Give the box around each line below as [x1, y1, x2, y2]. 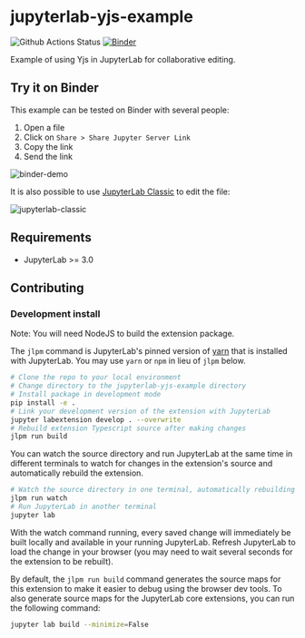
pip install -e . [10, 398, 76, 407]
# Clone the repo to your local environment [10, 373, 182, 382]
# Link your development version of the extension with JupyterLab [10, 407, 271, 416]
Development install [10, 307, 101, 319]
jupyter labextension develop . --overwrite [10, 415, 182, 424]
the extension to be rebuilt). [10, 555, 114, 566]
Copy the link [23, 141, 74, 152]
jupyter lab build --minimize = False [10, 620, 149, 629]
